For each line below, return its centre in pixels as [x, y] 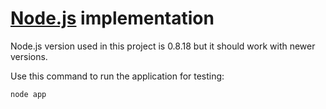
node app [28, 94]
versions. [29, 56]
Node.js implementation [112, 18]
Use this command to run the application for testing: [117, 76]
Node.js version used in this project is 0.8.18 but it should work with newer [163, 46]
